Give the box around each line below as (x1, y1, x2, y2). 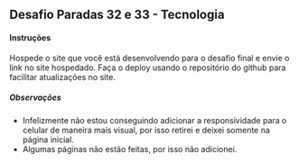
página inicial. (22, 134, 75, 145)
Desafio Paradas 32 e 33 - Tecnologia (9, 7, 225, 23)
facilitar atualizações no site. (9, 71, 116, 82)
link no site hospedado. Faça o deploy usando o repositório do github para (9, 62, 286, 73)
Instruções (9, 32, 51, 43)
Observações (9, 92, 61, 103)
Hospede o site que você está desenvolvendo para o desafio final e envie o (9, 52, 290, 63)
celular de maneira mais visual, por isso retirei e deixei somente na (22, 124, 271, 135)
